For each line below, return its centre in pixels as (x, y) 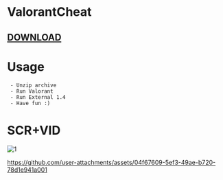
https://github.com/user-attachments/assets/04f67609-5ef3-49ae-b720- (111, 163)
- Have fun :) (30, 103)
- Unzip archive (33, 85)
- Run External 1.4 (38, 97)
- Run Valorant (32, 91)
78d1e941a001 (27, 170)
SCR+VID (34, 130)
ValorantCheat (49, 12)
